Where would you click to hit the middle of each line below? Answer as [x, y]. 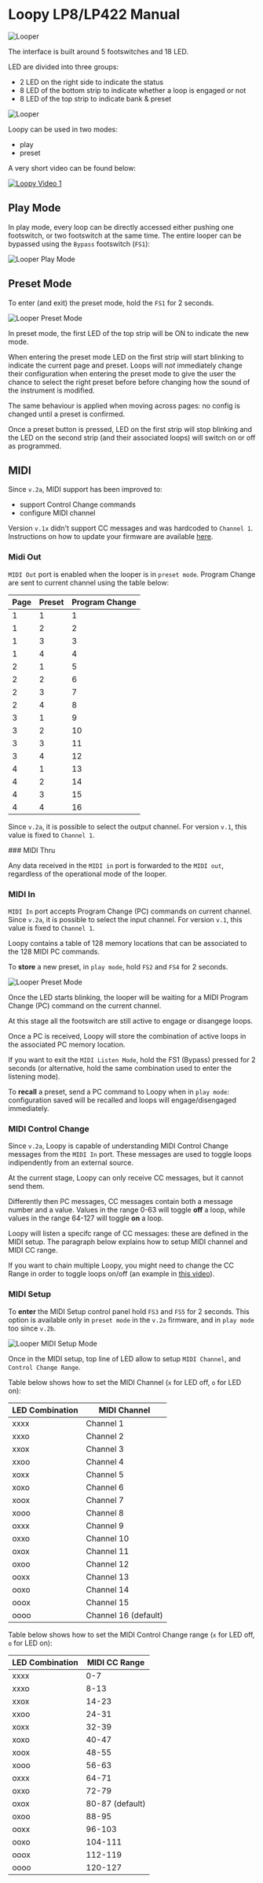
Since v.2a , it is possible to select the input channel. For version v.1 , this [125, 919]
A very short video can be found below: [72, 168]
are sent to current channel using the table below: [89, 582]
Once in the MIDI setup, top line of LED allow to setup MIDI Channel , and [124, 1358]
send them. [26, 1187]
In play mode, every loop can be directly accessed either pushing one [121, 227]
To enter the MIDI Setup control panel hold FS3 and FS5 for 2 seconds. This [129, 1311]
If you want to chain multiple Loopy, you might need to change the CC [121, 1265]
